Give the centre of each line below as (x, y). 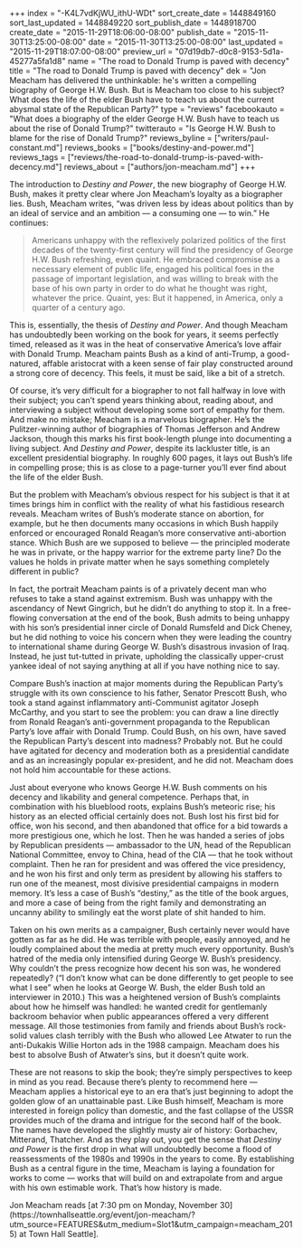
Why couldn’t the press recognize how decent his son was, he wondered (145, 968)
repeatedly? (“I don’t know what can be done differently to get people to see (151, 978)
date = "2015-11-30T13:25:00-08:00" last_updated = (186, 42)
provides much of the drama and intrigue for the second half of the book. (146, 1120)
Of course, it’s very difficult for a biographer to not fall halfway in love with (148, 391)
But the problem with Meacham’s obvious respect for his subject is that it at (150, 495)
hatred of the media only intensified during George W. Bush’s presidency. (146, 959)
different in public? (44, 572)
